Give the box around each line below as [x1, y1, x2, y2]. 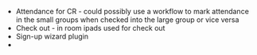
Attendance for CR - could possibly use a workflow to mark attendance [15, 7, 249, 16]
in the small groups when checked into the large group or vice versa [15, 15, 239, 24]
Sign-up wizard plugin [15, 31, 89, 41]
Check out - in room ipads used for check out [15, 24, 165, 32]
